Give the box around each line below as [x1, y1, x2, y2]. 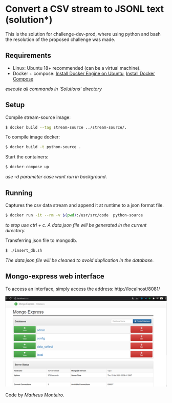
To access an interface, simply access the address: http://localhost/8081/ [5, 286, 160, 292]
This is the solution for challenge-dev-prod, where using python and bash [5, 31, 161, 37]
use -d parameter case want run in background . [5, 174, 107, 180]
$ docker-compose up [5, 165, 50, 170]
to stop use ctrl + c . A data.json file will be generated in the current [5, 221, 147, 228]
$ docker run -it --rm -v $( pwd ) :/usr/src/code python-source [5, 213, 143, 218]
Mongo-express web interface [5, 272, 105, 281]
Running [5, 188, 33, 197]
